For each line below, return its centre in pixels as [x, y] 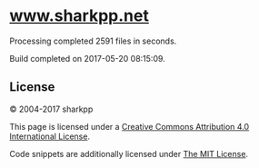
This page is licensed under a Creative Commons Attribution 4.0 [129, 126]
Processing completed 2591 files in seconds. [93, 41]
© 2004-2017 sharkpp [51, 109]
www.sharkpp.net [80, 16]
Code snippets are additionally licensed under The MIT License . [129, 153]
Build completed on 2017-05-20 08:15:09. [87, 58]
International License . [50, 136]
